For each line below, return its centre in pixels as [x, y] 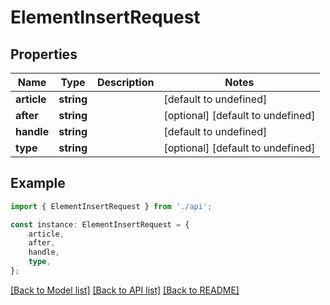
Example [38, 183]
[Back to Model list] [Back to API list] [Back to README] [125, 290]
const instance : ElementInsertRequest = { [100, 224]
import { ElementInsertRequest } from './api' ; [111, 206]
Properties [44, 54]
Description [125, 82]
